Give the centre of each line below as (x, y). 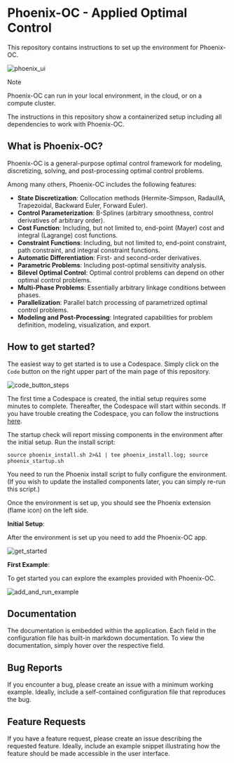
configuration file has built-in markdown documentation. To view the (106, 638)
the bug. (19, 700)
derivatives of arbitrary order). (61, 220)
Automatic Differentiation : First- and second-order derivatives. (109, 257)
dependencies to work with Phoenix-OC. (66, 124)
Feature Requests (47, 722)
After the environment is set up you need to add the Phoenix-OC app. (108, 537)
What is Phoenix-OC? (55, 146)
